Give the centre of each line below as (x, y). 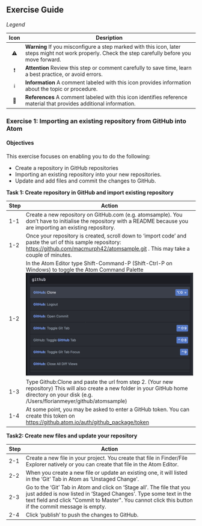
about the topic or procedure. (61, 89)
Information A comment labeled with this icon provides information (108, 83)
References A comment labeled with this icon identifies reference (106, 97)
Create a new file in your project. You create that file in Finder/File (107, 458)
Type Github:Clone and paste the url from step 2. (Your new (99, 382)
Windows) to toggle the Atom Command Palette (85, 270)
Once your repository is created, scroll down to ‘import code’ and (106, 236)
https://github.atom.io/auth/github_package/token (87, 422)
